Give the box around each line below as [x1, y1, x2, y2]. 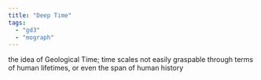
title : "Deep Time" [8, 11, 72, 20]
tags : [8, 19, 26, 27]
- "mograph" [15, 33, 55, 42]
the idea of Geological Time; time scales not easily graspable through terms [8, 55, 254, 64]
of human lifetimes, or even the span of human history [8, 64, 184, 73]
